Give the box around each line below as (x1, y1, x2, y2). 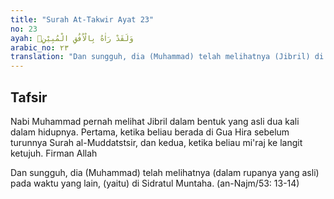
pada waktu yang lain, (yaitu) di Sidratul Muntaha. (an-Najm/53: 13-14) (10, 177, 300, 189)
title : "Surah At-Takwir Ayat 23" (10, 14, 155, 25)
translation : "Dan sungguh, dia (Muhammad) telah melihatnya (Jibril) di (10, 52, 325, 62)
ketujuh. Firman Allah (10, 147, 98, 159)
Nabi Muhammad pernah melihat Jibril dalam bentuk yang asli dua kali (10, 115, 300, 127)
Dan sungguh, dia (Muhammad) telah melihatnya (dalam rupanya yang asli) (10, 166, 320, 178)
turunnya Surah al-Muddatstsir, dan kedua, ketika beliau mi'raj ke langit (10, 136, 303, 148)
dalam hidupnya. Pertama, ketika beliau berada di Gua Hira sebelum (10, 126, 290, 138)
